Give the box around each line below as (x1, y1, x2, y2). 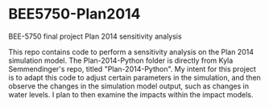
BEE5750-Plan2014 (8, 5, 141, 23)
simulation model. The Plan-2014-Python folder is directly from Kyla (8, 56, 234, 65)
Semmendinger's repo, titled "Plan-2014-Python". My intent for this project (8, 64, 256, 73)
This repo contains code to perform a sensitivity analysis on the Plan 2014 (8, 47, 255, 56)
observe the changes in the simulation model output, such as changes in (8, 81, 250, 91)
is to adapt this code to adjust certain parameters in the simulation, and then (8, 72, 262, 82)
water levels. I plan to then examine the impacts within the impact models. (8, 89, 254, 99)
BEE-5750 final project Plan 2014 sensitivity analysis (8, 31, 183, 41)
